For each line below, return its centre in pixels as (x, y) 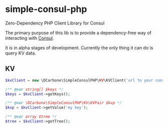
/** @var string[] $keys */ (34, 89)
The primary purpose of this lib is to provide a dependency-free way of (78, 32)
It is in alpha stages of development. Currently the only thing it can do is (79, 47)
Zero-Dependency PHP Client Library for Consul (55, 23)
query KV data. (21, 53)
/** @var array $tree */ (31, 117)
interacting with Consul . (29, 38)
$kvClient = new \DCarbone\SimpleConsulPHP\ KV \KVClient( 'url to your (79, 80)
